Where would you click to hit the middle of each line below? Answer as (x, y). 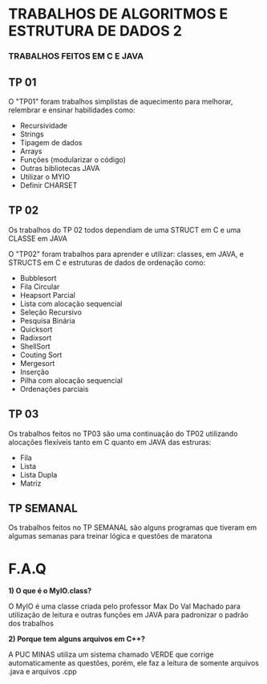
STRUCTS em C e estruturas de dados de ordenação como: (107, 263)
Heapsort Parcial (48, 295)
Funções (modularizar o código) (73, 159)
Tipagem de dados (51, 142)
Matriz (30, 483)
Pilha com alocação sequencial (71, 380)
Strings (32, 134)
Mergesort (37, 363)
